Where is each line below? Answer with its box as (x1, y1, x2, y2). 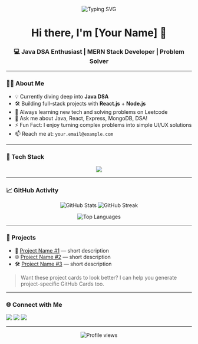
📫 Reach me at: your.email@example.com (14, 130, 114, 137)
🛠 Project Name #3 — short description (14, 260, 112, 267)
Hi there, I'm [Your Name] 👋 (31, 27, 167, 40)
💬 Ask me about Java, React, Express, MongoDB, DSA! (14, 114, 148, 122)
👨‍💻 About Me (6, 80, 44, 88)
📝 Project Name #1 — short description (14, 247, 109, 254)
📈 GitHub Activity (6, 186, 59, 194)
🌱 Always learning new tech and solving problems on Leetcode (14, 108, 168, 115)
